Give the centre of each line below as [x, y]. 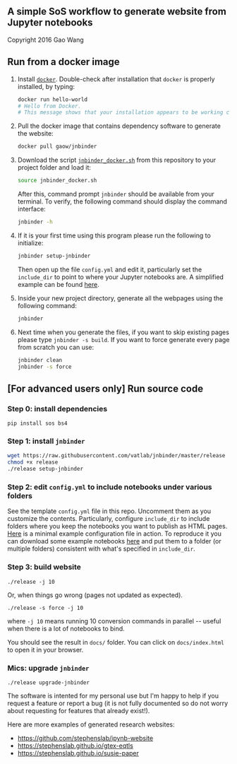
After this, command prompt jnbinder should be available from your [116, 194]
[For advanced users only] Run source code [105, 388]
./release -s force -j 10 [45, 608]
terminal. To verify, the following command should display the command [122, 201]
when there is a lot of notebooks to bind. [66, 628]
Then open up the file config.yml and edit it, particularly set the [110, 269]
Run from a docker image [63, 62]
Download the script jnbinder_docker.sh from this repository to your [117, 160]
